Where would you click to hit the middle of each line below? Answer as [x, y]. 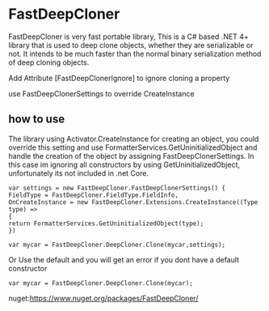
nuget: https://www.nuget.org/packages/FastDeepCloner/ [104, 298]
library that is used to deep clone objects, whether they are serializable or [131, 45]
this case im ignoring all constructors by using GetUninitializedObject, [124, 164]
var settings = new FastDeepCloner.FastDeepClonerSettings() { [117, 188]
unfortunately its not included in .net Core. [79, 173]
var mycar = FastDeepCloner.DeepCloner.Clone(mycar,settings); [117, 245]
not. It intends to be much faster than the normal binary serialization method [135, 53]
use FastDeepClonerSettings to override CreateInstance [102, 93]
